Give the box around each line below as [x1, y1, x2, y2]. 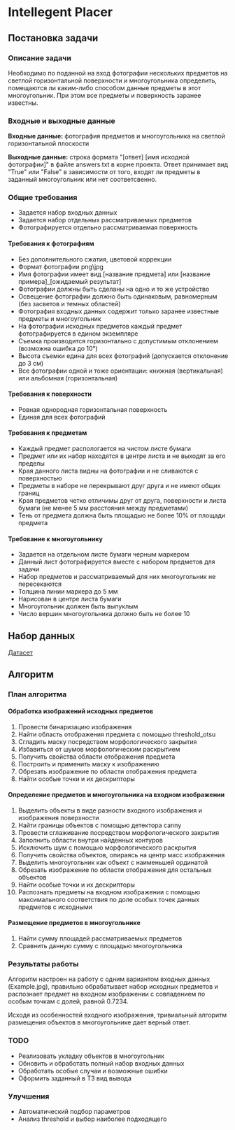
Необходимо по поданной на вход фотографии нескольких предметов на [8, 69, 228, 77]
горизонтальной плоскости [8, 139, 90, 148]
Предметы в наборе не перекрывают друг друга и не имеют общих [17, 482, 221, 490]
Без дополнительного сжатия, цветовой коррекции [17, 255, 172, 263]
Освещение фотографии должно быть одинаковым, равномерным [17, 292, 218, 301]
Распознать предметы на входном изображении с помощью [17, 887, 201, 896]
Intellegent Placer [8, 4, 113, 20]
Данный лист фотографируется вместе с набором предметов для [17, 557, 215, 566]
